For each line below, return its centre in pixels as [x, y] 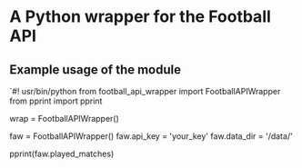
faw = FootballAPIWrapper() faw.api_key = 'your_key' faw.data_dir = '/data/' [151, 136]
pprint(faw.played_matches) [62, 153]
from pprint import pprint [56, 101]
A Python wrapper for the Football [140, 17]
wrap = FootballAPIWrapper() [65, 119]
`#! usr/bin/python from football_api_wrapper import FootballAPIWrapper [145, 91]
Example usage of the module [96, 69]
